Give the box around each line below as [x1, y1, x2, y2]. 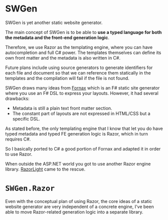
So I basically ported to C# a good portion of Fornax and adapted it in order [5, 145, 161, 151]
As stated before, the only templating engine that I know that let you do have [5, 125, 163, 131]
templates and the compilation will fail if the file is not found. [5, 75, 129, 81]
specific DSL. [12, 115, 40, 121]
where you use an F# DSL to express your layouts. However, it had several [5, 90, 159, 96]
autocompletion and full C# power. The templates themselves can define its [5, 49, 161, 55]
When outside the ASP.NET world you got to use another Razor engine [5, 160, 151, 166]
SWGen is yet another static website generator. [5, 19, 103, 25]
